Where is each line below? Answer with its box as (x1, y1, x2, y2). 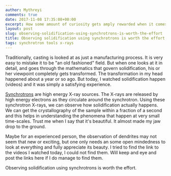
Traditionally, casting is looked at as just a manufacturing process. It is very (5, 54, 163, 60)
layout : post (5, 26, 33, 31)
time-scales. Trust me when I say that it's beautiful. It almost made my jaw (5, 118, 161, 124)
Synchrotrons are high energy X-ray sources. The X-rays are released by (5, 91, 158, 97)
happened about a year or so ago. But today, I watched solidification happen (5, 76, 165, 82)
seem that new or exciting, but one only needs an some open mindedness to (5, 138, 166, 145)
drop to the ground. (5, 123, 46, 129)
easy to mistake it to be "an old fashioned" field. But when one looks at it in (5, 59, 163, 66)
